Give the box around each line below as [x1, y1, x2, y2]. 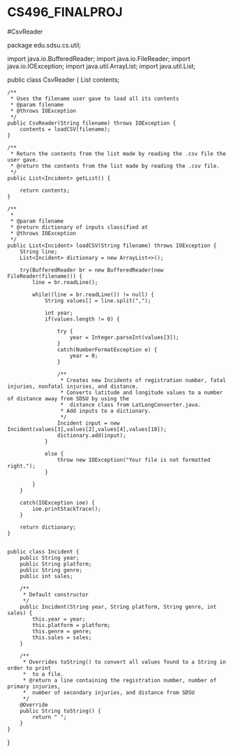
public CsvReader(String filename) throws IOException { [7, 120, 176, 127]
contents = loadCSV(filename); [20, 125, 111, 133]
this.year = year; [32, 615, 86, 623]
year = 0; [69, 352, 98, 359]
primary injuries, [7, 683, 61, 690]
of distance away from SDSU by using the [7, 395, 130, 402]
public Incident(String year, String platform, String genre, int [20, 603, 217, 610]
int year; [44, 309, 73, 316]
